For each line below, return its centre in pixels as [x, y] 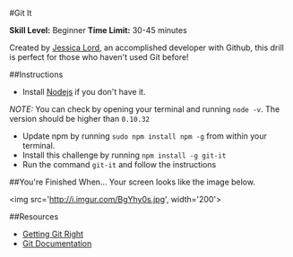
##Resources [34, 217]
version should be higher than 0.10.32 [80, 119]
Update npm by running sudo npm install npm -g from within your [144, 136]
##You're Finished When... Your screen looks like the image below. [132, 182]
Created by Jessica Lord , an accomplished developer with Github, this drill [146, 47]
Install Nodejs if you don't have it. [84, 92]
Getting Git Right [52, 234]
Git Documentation [57, 244]
